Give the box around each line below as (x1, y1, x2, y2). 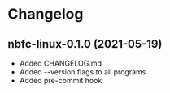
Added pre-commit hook (19, 76, 102, 85)
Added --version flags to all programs (19, 67, 146, 77)
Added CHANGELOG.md (19, 58, 102, 68)
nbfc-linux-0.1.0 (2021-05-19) (7, 37, 163, 51)
